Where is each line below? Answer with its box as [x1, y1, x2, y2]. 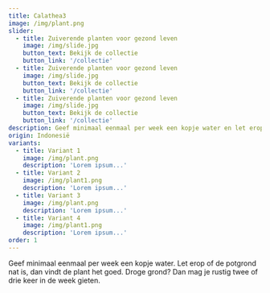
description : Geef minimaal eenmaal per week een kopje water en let [8, 124, 247, 132]
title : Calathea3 [8, 11, 67, 20]
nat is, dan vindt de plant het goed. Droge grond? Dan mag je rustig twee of [8, 266, 259, 276]
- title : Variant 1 [15, 146, 81, 155]
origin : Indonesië [8, 131, 70, 139]
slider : [8, 27, 35, 35]
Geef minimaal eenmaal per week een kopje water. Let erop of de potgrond [8, 258, 257, 268]
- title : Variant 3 [15, 191, 81, 200]
